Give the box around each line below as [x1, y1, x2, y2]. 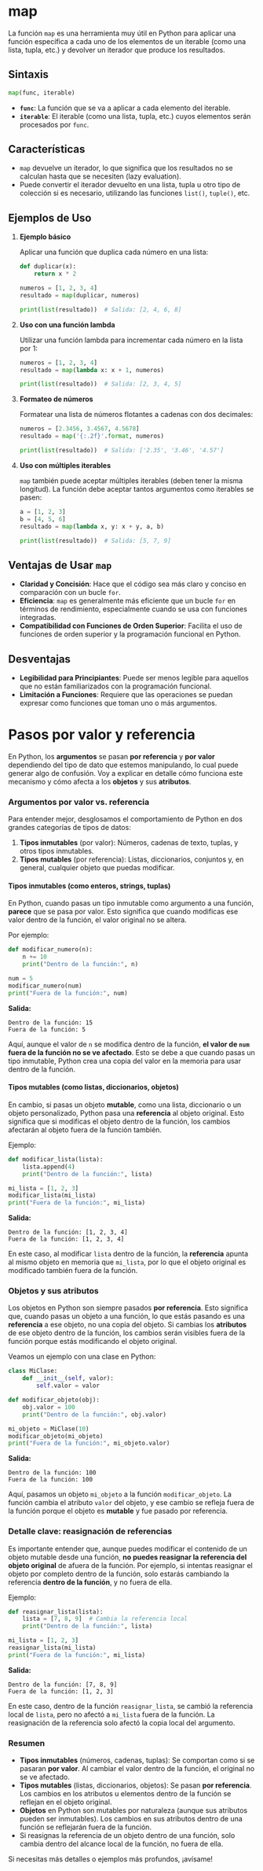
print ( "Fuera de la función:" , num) [8, 989, 128, 997]
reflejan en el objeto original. [19, 1797, 112, 1807]
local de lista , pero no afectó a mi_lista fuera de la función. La [8, 1710, 215, 1719]
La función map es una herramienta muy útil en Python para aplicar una [8, 28, 236, 38]
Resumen [8, 1737, 46, 1748]
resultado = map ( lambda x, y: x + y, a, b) [19, 522, 165, 530]
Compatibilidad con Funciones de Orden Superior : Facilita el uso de [19, 621, 243, 631]
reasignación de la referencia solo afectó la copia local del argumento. [8, 1718, 236, 1727]
